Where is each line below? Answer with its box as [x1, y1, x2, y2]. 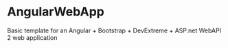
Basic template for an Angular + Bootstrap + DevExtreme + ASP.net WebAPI [7, 26, 222, 34]
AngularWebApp [7, 4, 104, 20]
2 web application [7, 33, 58, 41]
